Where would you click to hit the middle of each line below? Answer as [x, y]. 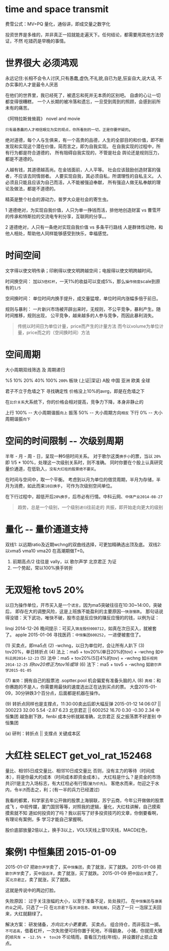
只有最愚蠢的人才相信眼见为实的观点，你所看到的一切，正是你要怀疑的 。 [69, 129]
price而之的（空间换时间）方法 [58, 332]
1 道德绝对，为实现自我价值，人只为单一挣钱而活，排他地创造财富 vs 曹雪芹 [83, 210]
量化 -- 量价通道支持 [47, 529]
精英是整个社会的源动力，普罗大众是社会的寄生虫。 [58, 199]
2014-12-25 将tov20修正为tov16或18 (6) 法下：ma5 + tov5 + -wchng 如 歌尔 [82, 664]
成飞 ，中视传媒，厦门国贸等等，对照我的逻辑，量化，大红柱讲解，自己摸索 [83, 807]
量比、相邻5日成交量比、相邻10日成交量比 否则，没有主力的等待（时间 [78, 770]
